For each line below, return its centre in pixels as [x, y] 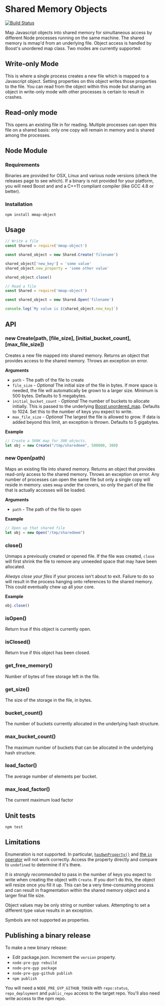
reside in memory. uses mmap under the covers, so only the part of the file [79, 484]
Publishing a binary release [48, 936]
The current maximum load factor [39, 800]
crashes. [14, 97]
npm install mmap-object [31, 214]
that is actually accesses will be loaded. [45, 490]
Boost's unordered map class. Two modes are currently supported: [73, 48]
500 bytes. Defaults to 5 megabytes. [49, 396]
